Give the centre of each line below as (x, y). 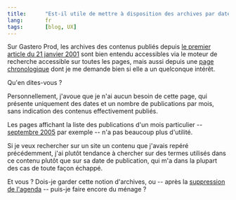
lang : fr (29, 20)
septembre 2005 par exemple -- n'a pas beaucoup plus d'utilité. (100, 132)
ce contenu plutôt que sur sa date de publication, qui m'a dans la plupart (112, 161)
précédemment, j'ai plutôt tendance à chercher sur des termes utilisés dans (117, 153)
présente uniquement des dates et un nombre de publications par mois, (111, 104)
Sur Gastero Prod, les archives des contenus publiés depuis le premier (109, 47)
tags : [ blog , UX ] (42, 27)
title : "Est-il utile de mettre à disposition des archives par (111, 14)
